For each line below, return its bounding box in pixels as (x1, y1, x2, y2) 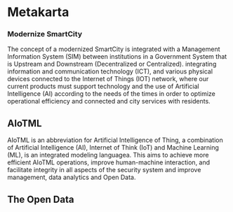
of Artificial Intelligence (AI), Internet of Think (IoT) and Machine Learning (7, 143, 220, 152)
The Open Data (7, 193, 74, 205)
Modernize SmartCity (7, 29, 83, 39)
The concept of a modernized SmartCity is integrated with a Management (7, 45, 220, 53)
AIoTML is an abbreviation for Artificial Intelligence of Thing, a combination (7, 136, 223, 144)
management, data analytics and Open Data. (7, 173, 136, 182)
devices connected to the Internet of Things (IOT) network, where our (7, 75, 209, 83)
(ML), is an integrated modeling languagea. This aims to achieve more (7, 151, 209, 160)
